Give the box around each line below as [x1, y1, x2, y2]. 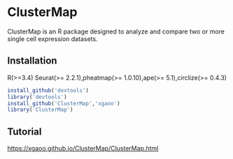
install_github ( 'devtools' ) [7, 86, 90, 94]
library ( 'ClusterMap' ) [7, 106, 73, 114]
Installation [7, 55, 57, 67]
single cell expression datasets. [7, 34, 98, 43]
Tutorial [7, 126, 42, 137]
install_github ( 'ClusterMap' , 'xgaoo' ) [7, 100, 120, 107]
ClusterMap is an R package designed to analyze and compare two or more [7, 27, 225, 36]
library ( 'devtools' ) [7, 93, 68, 100]
